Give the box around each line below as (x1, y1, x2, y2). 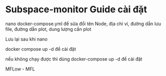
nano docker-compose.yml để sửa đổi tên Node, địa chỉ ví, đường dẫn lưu (5, 21, 161, 27)
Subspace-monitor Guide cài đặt (5, 4, 147, 15)
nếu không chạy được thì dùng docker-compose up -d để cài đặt (5, 55, 142, 62)
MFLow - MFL (5, 66, 35, 72)
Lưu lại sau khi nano (5, 36, 48, 42)
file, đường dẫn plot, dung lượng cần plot (5, 26, 91, 32)
